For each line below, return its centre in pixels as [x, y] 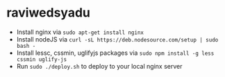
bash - [26, 46]
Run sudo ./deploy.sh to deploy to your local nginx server [99, 66]
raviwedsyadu [49, 13]
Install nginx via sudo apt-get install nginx [80, 32]
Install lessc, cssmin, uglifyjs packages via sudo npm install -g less [115, 53]
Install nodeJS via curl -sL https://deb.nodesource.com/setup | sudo [117, 39]
